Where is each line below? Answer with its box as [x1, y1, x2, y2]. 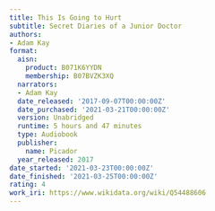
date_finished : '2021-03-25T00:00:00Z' [9, 171, 159, 180]
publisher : [17, 138, 58, 147]
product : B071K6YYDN [25, 64, 102, 73]
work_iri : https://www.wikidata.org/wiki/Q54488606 [9, 189, 206, 198]
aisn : [17, 55, 39, 64]
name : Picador [25, 146, 78, 155]
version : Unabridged [17, 113, 94, 122]
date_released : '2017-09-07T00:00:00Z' [17, 96, 167, 106]
